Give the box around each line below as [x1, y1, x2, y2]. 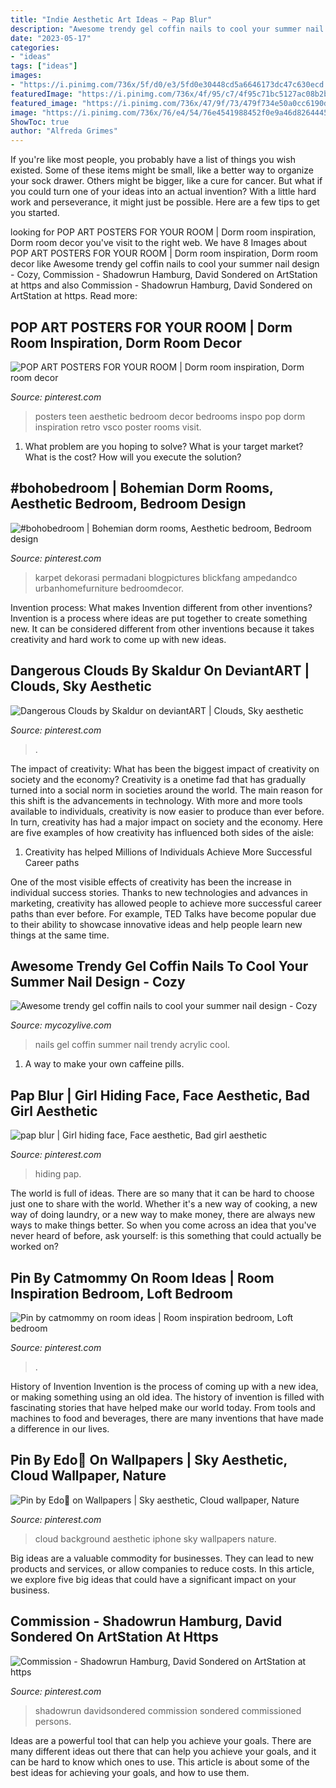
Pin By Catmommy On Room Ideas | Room [10, 1269, 275, 1286]
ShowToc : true [10, 117, 70, 127]
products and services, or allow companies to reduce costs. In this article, [10, 1562, 315, 1575]
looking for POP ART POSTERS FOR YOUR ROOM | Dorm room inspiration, [10, 226, 317, 238]
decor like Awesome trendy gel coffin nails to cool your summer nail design [10, 258, 320, 270]
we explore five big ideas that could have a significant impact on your [10, 1573, 297, 1585]
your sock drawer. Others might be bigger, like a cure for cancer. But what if [10, 175, 323, 187]
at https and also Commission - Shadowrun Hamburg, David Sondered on [10, 279, 313, 291]
